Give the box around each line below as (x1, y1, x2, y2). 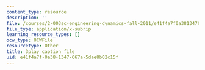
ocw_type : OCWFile (6, 37, 53, 43)
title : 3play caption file (6, 49, 75, 55)
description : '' (6, 15, 48, 21)
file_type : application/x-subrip (6, 26, 92, 32)
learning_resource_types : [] (6, 32, 81, 38)
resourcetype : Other (6, 43, 59, 49)
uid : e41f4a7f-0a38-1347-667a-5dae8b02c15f (6, 54, 119, 60)
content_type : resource (6, 9, 67, 15)
